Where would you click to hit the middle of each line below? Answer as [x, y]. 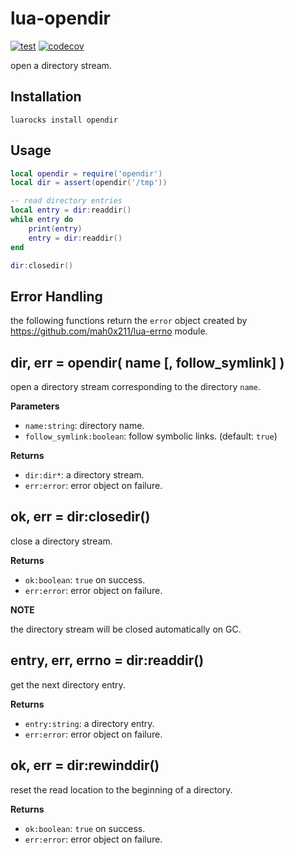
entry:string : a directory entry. [89, 723]
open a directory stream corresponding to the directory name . [135, 387]
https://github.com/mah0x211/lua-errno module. [109, 331]
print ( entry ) [55, 228]
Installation [46, 97]
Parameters [35, 406]
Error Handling [56, 296]
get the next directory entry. [68, 684]
